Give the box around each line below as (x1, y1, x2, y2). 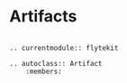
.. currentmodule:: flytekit (9, 43, 119, 53)
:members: (25, 67, 63, 76)
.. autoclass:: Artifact (9, 59, 103, 68)
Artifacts (9, 6, 77, 27)
